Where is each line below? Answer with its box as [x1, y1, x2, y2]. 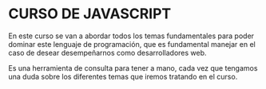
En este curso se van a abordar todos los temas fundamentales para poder [8, 31, 254, 41]
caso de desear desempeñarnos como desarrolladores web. [8, 48, 207, 57]
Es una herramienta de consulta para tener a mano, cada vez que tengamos [8, 63, 258, 72]
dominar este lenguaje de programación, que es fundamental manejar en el [8, 39, 256, 48]
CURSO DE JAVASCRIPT [8, 5, 172, 23]
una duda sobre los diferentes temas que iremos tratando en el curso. [8, 72, 238, 81]
